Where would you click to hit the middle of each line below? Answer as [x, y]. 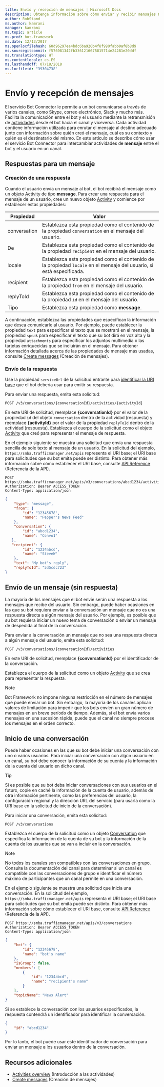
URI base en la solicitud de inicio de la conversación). [59, 806]
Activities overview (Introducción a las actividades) [63, 1074]
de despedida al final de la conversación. [46, 625]
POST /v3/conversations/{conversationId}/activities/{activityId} [74, 403]
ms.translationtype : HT [29, 55]
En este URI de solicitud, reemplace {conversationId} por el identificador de [82, 658]
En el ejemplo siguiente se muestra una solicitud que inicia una [68, 888]
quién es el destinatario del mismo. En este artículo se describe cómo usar [80, 138]
